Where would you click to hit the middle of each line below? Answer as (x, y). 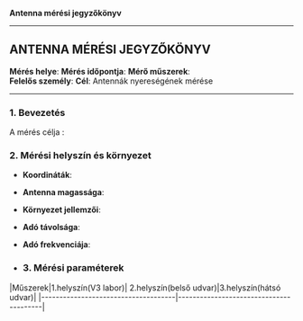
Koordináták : (47, 175)
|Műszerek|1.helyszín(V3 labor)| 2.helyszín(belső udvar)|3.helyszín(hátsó (145, 288)
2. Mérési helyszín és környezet (80, 156)
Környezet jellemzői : (61, 210)
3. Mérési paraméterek (73, 268)
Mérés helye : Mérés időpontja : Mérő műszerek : (100, 71)
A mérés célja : (37, 132)
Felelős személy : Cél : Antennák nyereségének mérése (111, 81)
